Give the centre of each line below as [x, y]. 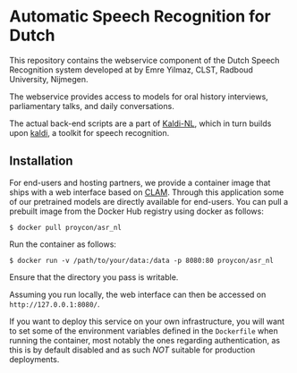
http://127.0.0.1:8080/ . [55, 304]
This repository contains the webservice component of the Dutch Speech [144, 60]
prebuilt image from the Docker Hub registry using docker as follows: [136, 211]
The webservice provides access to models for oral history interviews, [139, 97]
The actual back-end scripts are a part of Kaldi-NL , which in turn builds [140, 123]
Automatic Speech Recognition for [140, 17]
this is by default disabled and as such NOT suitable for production [132, 350]
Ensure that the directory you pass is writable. [94, 277]
